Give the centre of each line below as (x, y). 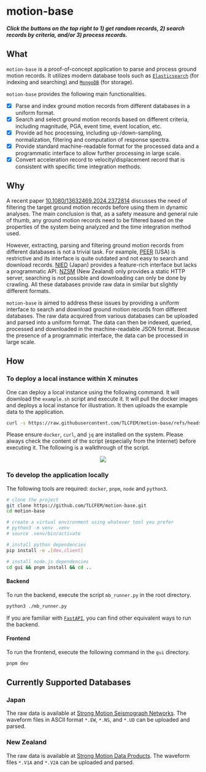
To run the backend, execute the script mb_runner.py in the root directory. (99, 595)
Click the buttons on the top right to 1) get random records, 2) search (96, 28)
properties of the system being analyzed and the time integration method (99, 227)
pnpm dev (17, 663)
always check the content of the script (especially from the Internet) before (101, 441)
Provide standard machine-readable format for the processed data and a (107, 146)
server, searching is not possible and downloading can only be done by (97, 278)
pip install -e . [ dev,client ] (45, 550)
